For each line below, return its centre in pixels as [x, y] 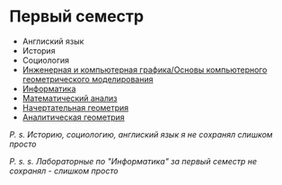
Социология [46, 60]
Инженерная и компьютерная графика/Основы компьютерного [145, 70]
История [39, 50]
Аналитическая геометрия [74, 117]
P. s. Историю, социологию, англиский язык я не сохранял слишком [141, 134]
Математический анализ [70, 98]
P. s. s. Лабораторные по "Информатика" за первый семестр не [133, 161]
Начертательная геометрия [75, 107]
